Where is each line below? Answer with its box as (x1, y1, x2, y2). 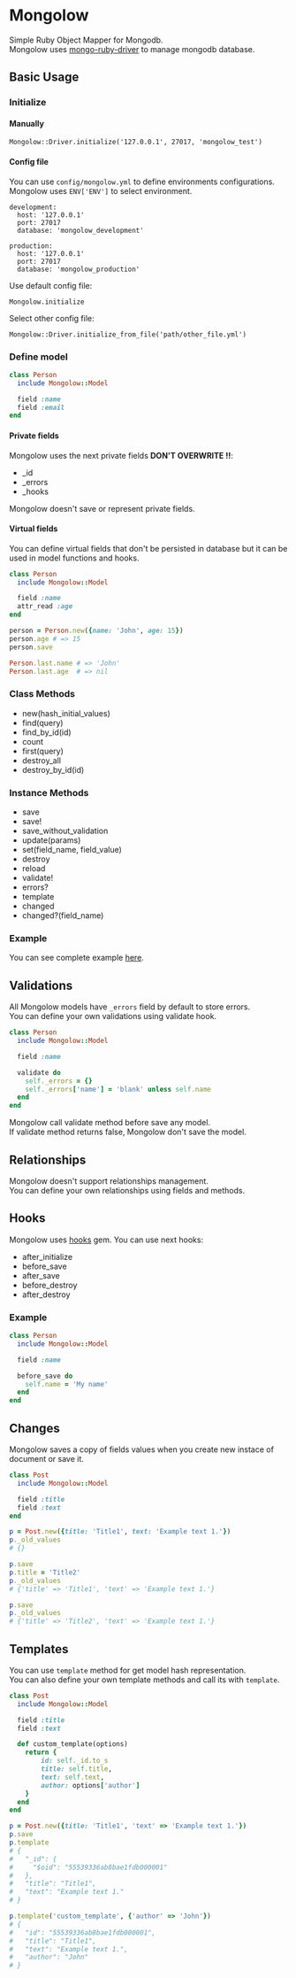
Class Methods (9, 688, 75, 700)
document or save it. (9, 1454, 84, 1464)
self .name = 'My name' (25, 1379, 109, 1388)
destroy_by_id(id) (21, 764, 85, 775)
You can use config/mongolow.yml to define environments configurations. (9, 176, 276, 187)
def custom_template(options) (17, 1740, 128, 1749)
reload (21, 863, 46, 874)
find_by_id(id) (21, 727, 72, 738)
